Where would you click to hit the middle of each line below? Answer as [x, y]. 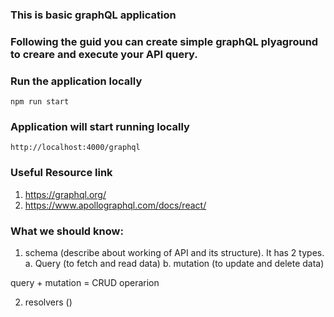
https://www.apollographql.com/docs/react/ [115, 205]
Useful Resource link [61, 173]
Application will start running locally [100, 127]
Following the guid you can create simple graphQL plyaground [164, 41]
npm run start [40, 102]
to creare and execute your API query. [104, 54]
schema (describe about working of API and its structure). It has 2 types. [174, 253]
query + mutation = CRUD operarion [85, 283]
